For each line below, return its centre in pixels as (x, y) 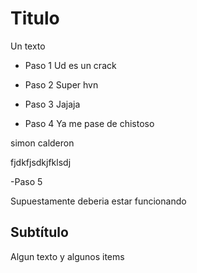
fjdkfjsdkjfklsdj (41, 162)
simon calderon (42, 143)
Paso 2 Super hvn (61, 84)
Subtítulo (39, 232)
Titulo (35, 18)
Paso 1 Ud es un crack (70, 65)
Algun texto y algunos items (67, 256)
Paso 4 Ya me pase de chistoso (89, 123)
